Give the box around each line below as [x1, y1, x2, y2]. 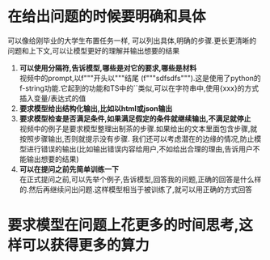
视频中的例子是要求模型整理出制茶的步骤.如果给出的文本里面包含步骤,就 [19, 123, 258, 134]
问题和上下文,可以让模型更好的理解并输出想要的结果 [7, 45, 180, 55]
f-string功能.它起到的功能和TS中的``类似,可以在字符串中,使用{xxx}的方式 [19, 83, 259, 93]
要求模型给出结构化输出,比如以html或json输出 [19, 103, 173, 113]
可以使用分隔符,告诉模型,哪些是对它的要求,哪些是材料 [19, 62, 197, 73]
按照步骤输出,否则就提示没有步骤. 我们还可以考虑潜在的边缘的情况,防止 [19, 134, 255, 143]
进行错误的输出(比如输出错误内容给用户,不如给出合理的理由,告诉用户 [26, 143, 253, 154]
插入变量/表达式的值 [19, 93, 86, 103]
